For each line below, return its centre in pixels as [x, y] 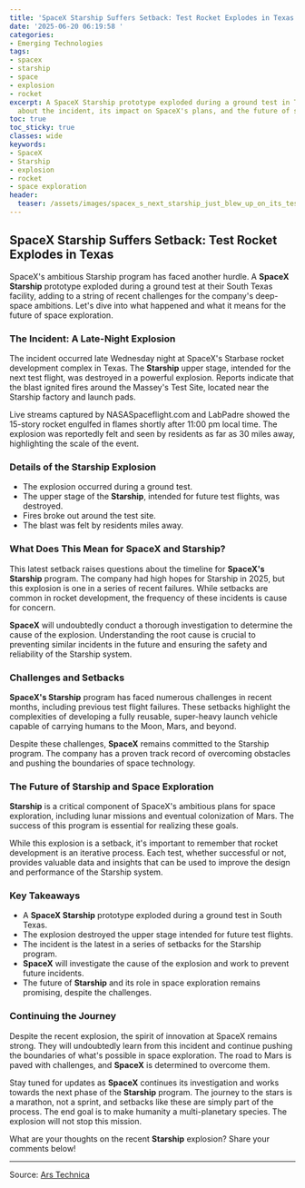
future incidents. [53, 974]
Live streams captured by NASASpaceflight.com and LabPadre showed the [150, 414]
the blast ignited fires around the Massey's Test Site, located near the [139, 387]
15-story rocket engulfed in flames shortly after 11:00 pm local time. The [143, 424]
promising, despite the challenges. [87, 993]
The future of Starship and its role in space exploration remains [141, 983]
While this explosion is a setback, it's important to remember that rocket [144, 843]
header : [24, 195]
